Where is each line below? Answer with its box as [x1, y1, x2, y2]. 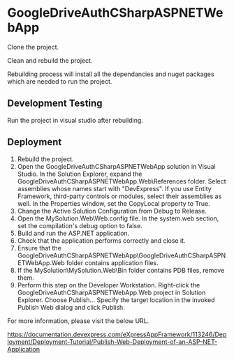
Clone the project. [7, 43, 59, 51]
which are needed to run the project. [7, 77, 112, 85]
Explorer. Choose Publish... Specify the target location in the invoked [17, 295, 215, 304]
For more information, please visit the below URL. [7, 316, 149, 325]
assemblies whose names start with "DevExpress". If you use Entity [17, 184, 212, 193]
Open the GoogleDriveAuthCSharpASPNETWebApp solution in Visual [17, 162, 216, 170]
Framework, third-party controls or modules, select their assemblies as [17, 192, 222, 200]
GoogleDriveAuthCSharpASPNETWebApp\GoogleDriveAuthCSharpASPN [17, 251, 226, 260]
